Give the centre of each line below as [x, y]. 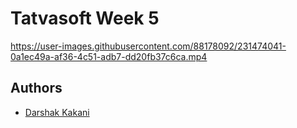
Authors [36, 88]
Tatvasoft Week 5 [85, 18]
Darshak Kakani [57, 112]
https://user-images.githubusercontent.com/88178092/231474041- [148, 46]
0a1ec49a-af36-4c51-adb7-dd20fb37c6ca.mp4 [109, 56]
